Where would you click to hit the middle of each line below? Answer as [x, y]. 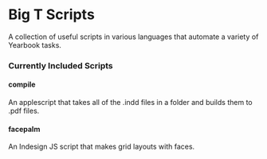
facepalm [24, 129]
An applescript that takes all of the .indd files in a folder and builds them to [130, 103]
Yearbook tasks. [35, 45]
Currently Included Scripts [61, 65]
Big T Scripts [52, 15]
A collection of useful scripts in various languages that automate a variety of [133, 37]
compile [22, 84]
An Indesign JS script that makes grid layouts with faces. [102, 147]
